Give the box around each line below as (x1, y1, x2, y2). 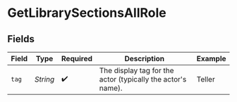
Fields (7, 33, 35, 45)
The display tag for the (99, 65, 174, 75)
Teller (196, 75, 215, 84)
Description (124, 54, 165, 63)
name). (99, 83, 123, 93)
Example (196, 54, 226, 63)
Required (61, 54, 93, 63)
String (34, 75, 55, 84)
